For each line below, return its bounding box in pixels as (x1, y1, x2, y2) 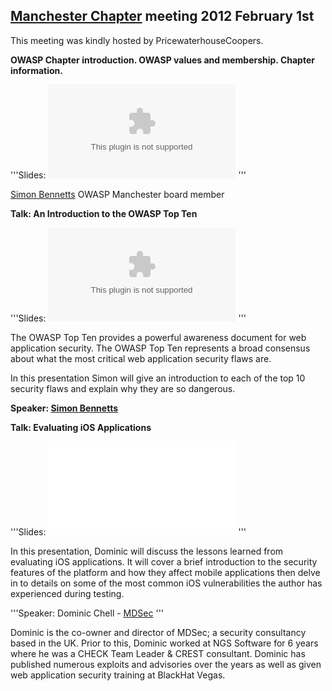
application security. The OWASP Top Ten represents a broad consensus (10, 342, 311, 354)
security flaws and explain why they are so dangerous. (10, 382, 236, 394)
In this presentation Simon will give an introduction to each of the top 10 (10, 372, 306, 384)
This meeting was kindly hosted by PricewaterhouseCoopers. (10, 34, 264, 46)
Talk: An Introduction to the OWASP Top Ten (10, 207, 198, 219)
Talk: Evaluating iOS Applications (10, 421, 152, 433)
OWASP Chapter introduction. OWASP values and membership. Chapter (10, 54, 315, 66)
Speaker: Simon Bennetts (10, 402, 119, 414)
